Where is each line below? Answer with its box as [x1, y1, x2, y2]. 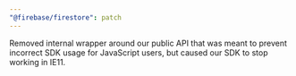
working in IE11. [9, 56, 66, 67]
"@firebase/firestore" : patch [9, 13, 123, 22]
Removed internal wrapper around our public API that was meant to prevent [9, 38, 288, 48]
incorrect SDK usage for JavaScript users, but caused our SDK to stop [9, 46, 268, 58]
